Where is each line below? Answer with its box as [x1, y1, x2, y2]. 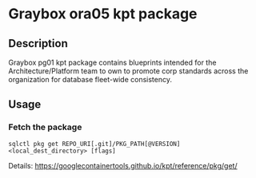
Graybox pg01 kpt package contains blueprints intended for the [8, 57, 217, 67]
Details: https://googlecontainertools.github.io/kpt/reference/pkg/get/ [8, 160, 238, 170]
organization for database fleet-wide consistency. [8, 75, 172, 84]
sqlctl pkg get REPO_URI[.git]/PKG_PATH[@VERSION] [8, 140, 181, 148]
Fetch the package [8, 121, 82, 133]
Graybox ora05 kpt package [8, 5, 198, 23]
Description [8, 37, 68, 50]
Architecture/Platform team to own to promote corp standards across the [8, 66, 249, 76]
